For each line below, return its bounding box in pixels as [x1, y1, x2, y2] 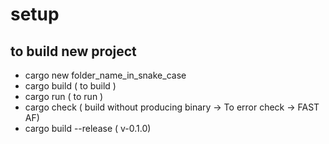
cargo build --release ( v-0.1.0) [24, 123, 152, 134]
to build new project [10, 43, 137, 60]
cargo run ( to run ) [24, 91, 104, 102]
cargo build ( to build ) [24, 80, 117, 92]
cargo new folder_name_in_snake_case [24, 69, 187, 81]
